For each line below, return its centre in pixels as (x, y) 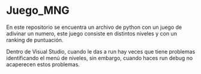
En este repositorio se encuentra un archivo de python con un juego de (94, 27)
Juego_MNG (38, 11)
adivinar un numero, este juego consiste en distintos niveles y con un (91, 33)
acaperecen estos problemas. (43, 64)
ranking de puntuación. (35, 40)
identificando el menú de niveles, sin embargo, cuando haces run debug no (100, 58)
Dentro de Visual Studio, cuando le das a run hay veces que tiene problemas (101, 51)
